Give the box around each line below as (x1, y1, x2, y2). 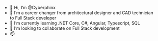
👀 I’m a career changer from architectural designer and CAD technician (9, 10, 154, 16)
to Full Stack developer (9, 15, 56, 20)
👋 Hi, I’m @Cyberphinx (9, 5, 56, 10)
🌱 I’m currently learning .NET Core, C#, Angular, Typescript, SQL (9, 20, 140, 26)
